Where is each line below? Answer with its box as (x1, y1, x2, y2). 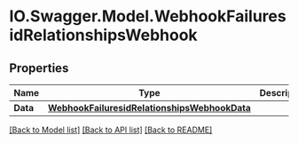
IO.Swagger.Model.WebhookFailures (9, 6, 286, 27)
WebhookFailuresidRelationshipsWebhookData (47, 102, 251, 114)
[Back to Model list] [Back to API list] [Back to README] (9, 124, 213, 135)
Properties (9, 60, 69, 75)
